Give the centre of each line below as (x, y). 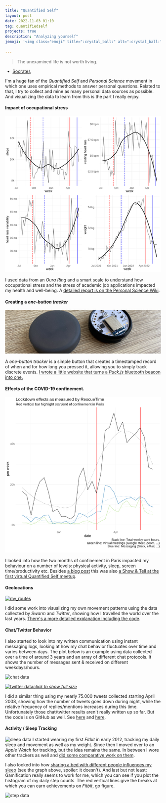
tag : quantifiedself (26, 26)
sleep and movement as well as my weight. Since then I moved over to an (80, 745)
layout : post (19, 16)
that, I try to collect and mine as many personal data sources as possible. (80, 91)
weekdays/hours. (23, 667)
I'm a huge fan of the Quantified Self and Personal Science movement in (79, 81)
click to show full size (55, 686)
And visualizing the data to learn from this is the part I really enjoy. (72, 96)
